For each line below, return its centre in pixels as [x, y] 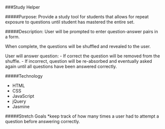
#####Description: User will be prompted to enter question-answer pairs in [82, 31]
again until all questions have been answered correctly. [61, 66]
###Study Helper [23, 7]
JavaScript [23, 96]
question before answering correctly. [43, 121]
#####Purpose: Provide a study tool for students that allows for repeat [77, 17]
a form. [12, 37]
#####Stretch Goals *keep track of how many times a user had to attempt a [82, 116]
